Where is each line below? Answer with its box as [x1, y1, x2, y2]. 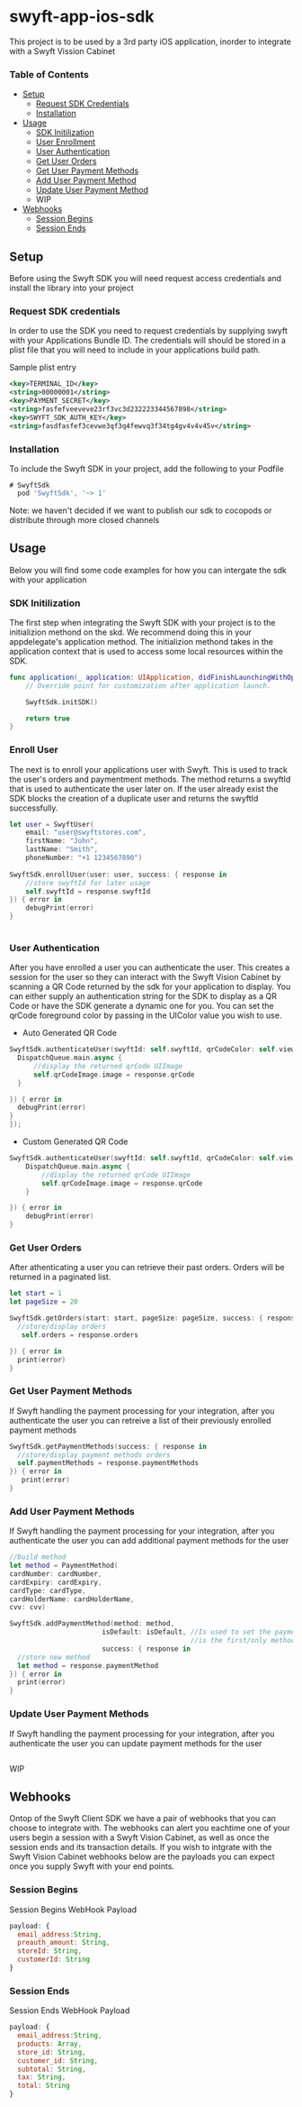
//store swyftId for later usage [25, 878, 151, 887]
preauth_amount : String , [17, 1938, 111, 1947]
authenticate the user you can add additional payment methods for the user [9, 1535, 289, 1546]
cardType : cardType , [9, 1586, 87, 1595]
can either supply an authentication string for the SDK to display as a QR [9, 991, 277, 1002]
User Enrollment [35, 137, 96, 148]
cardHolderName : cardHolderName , [9, 1594, 135, 1604]
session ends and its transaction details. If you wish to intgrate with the [9, 1842, 272, 1853]
